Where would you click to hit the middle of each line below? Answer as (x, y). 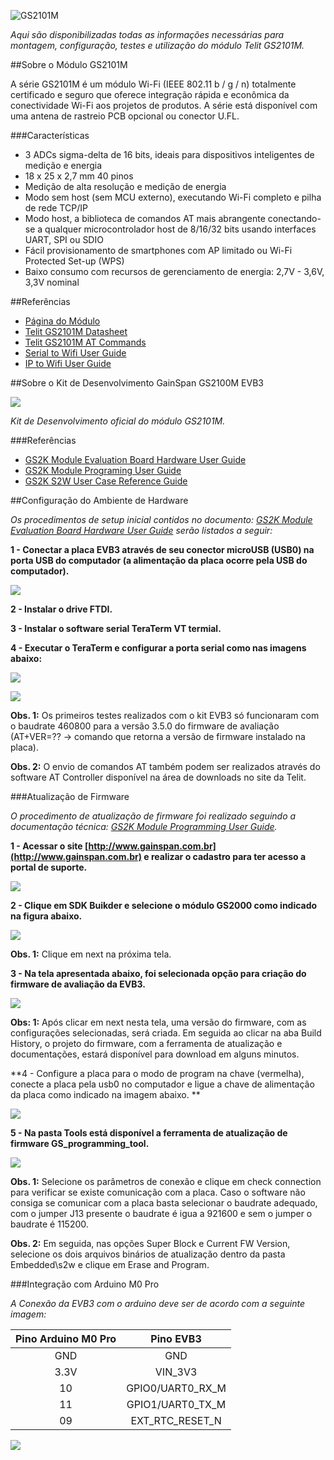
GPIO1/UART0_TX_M (176, 1404)
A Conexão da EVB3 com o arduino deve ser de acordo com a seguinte (158, 1303)
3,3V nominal (52, 282)
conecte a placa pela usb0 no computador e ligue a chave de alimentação (162, 1084)
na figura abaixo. (46, 916)
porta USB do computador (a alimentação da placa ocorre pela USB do (159, 560)
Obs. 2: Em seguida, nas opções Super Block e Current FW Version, (150, 1243)
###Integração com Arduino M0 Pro (85, 1284)
